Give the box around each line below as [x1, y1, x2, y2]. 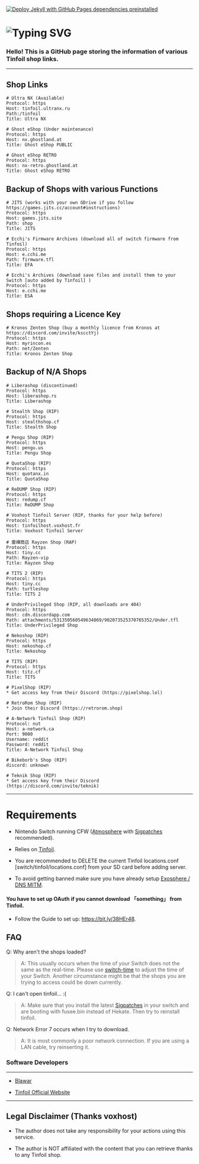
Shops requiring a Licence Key [6, 309, 121, 319]
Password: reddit [6, 741, 49, 747]
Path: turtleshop [6, 586, 49, 592]
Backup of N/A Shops [6, 367, 87, 377]
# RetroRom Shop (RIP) [6, 700, 62, 706]
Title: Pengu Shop [6, 450, 52, 456]
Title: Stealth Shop [6, 424, 57, 430]
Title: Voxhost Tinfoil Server [6, 527, 84, 533]
